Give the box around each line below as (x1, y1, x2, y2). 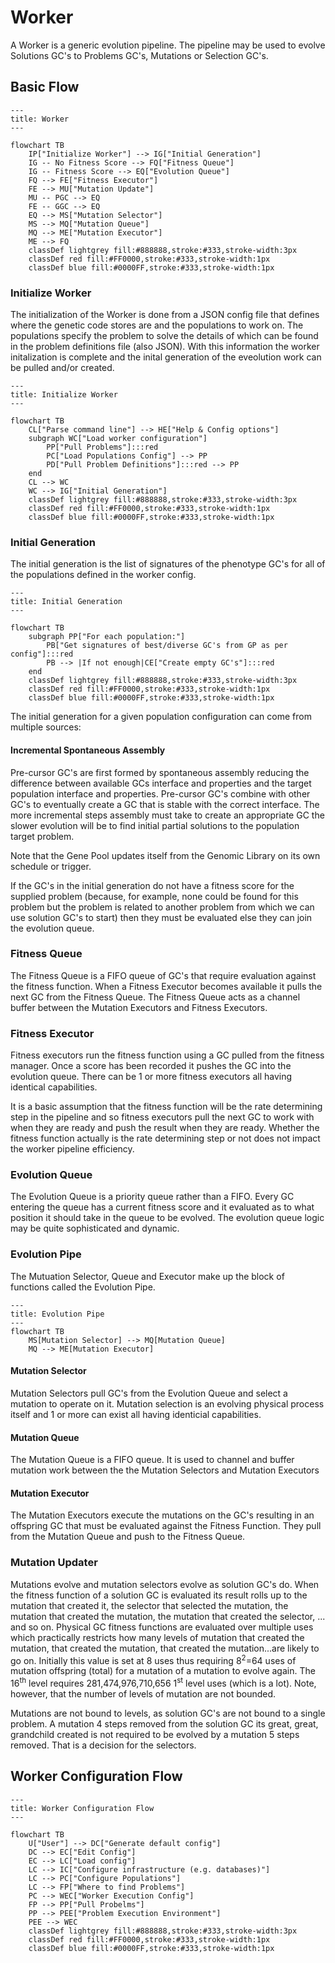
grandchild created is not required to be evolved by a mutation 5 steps (10, 1728, 300, 1740)
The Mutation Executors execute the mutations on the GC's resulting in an (10, 1509, 315, 1521)
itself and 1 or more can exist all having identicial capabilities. (10, 1408, 262, 1420)
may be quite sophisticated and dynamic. (10, 1222, 180, 1235)
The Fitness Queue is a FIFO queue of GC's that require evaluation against (10, 969, 317, 981)
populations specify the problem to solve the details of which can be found (10, 330, 319, 342)
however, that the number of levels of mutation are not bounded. (10, 1687, 277, 1700)
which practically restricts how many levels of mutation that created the (10, 1631, 305, 1643)
